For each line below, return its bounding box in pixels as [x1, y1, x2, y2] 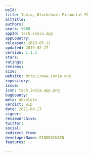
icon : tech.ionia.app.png [5, 87, 60, 93]
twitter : [5, 120, 24, 126]
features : [5, 140, 26, 145]
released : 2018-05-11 [5, 41, 51, 46]
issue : [5, 83, 19, 88]
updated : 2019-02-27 [5, 45, 49, 50]
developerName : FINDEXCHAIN [5, 135, 65, 140]
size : [5, 69, 17, 74]
